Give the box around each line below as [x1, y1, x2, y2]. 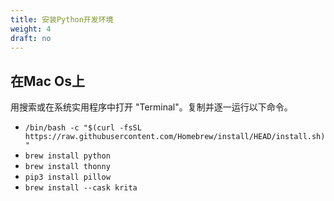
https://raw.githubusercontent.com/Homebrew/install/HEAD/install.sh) [24, 132, 326, 142]
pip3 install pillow [24, 172, 111, 183]
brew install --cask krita [24, 183, 138, 193]
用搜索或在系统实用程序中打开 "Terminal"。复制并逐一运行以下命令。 [10, 101, 293, 113]
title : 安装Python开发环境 [10, 14, 114, 25]
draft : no [10, 33, 52, 43]
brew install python [24, 151, 111, 161]
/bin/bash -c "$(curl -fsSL [24, 123, 142, 133]
